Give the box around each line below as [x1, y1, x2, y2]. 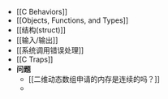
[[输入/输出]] [15, 36, 58, 45]
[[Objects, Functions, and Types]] [15, 15, 128, 25]
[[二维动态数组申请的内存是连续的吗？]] [28, 75, 161, 84]
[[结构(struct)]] [15, 25, 67, 35]
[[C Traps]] [15, 54, 54, 64]
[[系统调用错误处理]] [15, 45, 84, 55]
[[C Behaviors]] [15, 7, 67, 16]
